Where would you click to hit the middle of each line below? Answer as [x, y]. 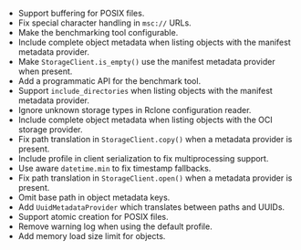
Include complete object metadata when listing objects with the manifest [154, 42]
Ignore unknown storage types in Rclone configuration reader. [135, 110]
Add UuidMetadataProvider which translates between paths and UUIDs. [151, 207]
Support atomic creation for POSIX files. [93, 217]
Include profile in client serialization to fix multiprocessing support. [143, 158]
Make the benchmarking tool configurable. [98, 32]
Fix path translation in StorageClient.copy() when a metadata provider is [155, 139]
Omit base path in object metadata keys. [94, 197]
